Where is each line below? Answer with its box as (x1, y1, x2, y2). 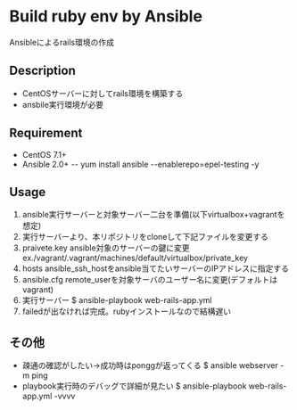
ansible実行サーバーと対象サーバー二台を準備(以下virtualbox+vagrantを (21, 209, 285, 220)
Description (9, 63, 76, 78)
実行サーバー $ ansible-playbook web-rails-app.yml (21, 295, 212, 306)
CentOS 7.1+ (21, 149, 67, 160)
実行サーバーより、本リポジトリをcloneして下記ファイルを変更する (21, 232, 269, 242)
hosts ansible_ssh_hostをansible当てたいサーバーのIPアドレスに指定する (21, 263, 290, 274)
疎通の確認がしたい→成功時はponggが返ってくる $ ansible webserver (21, 360, 279, 371)
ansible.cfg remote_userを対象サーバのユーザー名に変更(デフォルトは (21, 275, 278, 285)
